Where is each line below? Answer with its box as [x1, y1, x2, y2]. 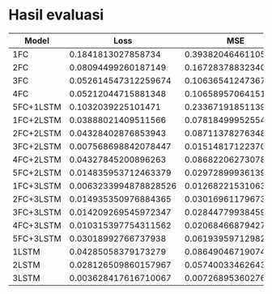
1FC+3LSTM [12, 180, 62, 191]
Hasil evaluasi [8, 6, 104, 24]
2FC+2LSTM [12, 127, 62, 138]
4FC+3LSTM [12, 219, 62, 231]
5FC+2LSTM [12, 167, 62, 178]
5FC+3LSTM [12, 232, 62, 244]
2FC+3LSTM [12, 193, 62, 204]
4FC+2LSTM [12, 154, 62, 165]
